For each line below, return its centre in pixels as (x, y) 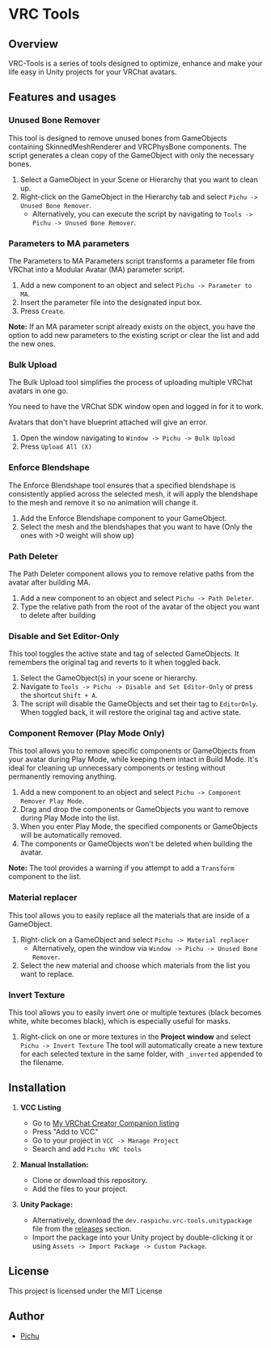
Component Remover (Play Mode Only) (87, 733)
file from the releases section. (82, 1228)
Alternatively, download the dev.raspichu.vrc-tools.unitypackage (142, 1220)
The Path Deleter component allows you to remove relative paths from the (131, 573)
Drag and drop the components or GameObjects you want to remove (134, 809)
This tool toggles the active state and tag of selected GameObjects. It (124, 654)
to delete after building (58, 615)
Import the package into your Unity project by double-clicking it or (142, 1237)
